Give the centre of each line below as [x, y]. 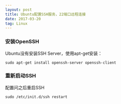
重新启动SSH [21, 76]
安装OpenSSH [22, 41]
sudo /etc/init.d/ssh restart [36, 97]
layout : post [19, 10]
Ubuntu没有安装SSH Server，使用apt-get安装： [54, 53]
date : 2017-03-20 [23, 19]
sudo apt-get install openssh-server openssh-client [61, 63]
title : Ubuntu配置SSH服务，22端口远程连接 [45, 14]
